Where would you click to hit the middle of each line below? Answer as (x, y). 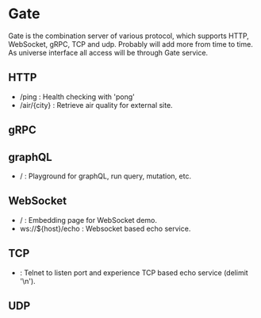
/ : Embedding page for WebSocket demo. (88, 220)
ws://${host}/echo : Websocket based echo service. (105, 228)
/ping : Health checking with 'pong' (77, 97)
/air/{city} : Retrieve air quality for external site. (96, 105)
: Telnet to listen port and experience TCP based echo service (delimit (134, 272)
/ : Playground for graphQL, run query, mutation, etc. (106, 176)
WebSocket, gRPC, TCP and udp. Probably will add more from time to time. (131, 44)
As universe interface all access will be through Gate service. (108, 52)
